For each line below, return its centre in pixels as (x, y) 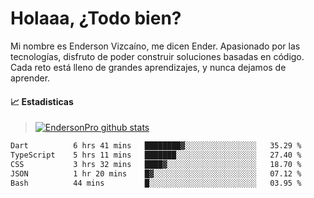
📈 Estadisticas (42, 101)
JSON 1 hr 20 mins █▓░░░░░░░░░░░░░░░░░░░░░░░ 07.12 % (156, 173)
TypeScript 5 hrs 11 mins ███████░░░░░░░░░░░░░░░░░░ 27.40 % (156, 155)
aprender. (30, 78)
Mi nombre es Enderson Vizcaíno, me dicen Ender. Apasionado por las (155, 46)
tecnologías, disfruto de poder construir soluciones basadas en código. (157, 56)
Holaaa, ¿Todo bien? (96, 18)
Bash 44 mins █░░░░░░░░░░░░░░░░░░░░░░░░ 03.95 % (156, 183)
